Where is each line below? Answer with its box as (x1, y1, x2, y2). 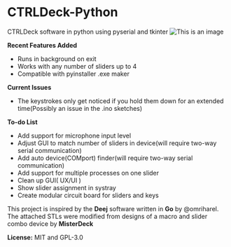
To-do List (7, 117, 38, 126)
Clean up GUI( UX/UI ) (17, 176, 82, 185)
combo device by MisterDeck (7, 219, 94, 228)
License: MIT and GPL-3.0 (7, 233, 84, 241)
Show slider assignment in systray (17, 183, 117, 192)
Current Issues (7, 83, 52, 91)
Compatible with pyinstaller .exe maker (17, 69, 130, 78)
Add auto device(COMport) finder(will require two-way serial (17, 154, 193, 162)
